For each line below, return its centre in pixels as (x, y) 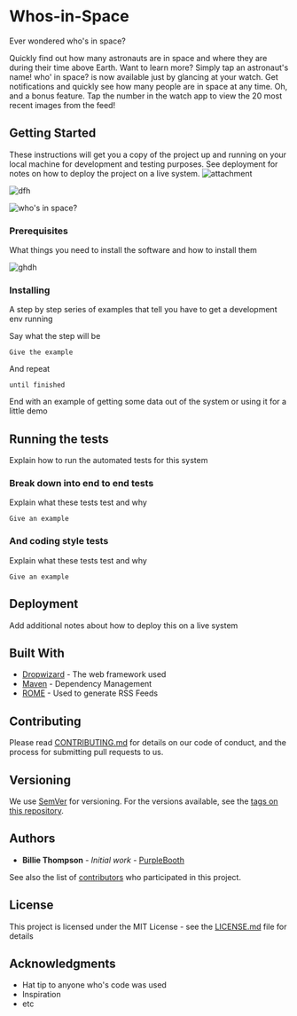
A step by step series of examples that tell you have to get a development (143, 310)
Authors (32, 839)
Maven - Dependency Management (87, 684)
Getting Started (53, 134)
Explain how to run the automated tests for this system (109, 461)
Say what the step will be (55, 336)
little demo (28, 411)
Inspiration (41, 995)
